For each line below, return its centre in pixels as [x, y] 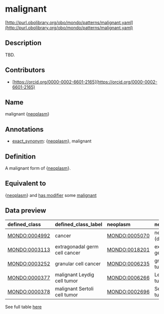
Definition [20, 156]
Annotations [24, 129]
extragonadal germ [77, 246]
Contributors [25, 70]
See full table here [23, 307]
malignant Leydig [74, 275]
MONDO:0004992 [29, 235]
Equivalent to [26, 184]
